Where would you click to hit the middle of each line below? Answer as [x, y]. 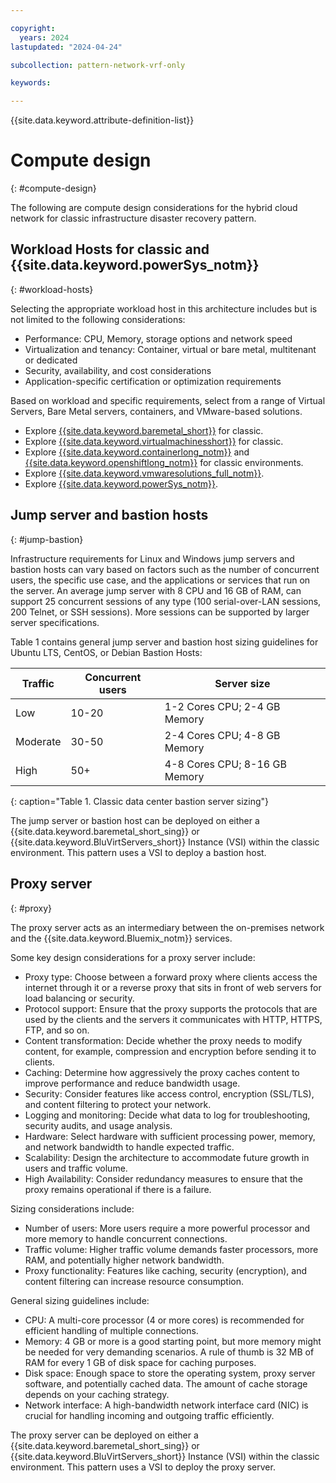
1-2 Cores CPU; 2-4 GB [222, 706]
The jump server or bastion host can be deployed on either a [135, 820]
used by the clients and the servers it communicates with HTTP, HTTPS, [173, 1019]
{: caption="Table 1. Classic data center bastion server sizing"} [140, 801]
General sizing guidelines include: [80, 1300]
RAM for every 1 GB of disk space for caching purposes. [140, 1362]
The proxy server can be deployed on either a [104, 1435]
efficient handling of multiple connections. [111, 1330]
